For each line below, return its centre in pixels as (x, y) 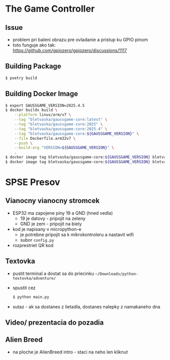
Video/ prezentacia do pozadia (55, 322)
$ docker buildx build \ (31, 110)
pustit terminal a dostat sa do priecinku (53, 273)
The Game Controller (50, 9)
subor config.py (37, 240)
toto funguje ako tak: (34, 45)
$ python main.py (31, 297)
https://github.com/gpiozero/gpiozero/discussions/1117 (70, 50)
